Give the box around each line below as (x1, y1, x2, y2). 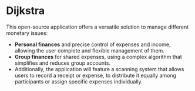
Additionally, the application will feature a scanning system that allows (14, 65, 184, 72)
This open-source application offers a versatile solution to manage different (6, 23, 189, 30)
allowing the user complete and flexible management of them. (14, 47, 164, 54)
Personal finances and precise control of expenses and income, (14, 41, 171, 48)
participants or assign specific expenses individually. (14, 78, 143, 85)
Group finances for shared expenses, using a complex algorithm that (14, 53, 182, 60)
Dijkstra (6, 4, 45, 17)
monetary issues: (6, 29, 48, 36)
